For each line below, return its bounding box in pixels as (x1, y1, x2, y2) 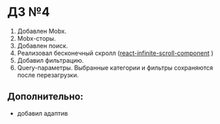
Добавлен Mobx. (17, 27, 67, 35)
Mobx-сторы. (17, 34, 57, 42)
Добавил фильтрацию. (17, 56, 84, 64)
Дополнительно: (7, 91, 84, 103)
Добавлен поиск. (17, 41, 68, 50)
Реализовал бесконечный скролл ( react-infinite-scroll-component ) (17, 49, 214, 57)
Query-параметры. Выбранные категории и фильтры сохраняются (17, 63, 214, 72)
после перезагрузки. (17, 70, 79, 79)
